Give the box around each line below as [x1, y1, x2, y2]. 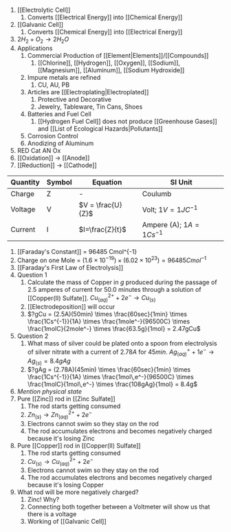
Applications [16, 44, 53, 52]
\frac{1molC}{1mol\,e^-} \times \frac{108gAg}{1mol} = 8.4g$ [27, 380, 198, 388]
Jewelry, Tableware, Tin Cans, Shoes [37, 103, 143, 111]
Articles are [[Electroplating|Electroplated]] [27, 87, 149, 96]
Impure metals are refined [27, 73, 101, 81]
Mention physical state [16, 387, 82, 396]
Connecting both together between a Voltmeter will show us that [27, 502, 210, 511]
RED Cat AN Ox [16, 146, 61, 154]
